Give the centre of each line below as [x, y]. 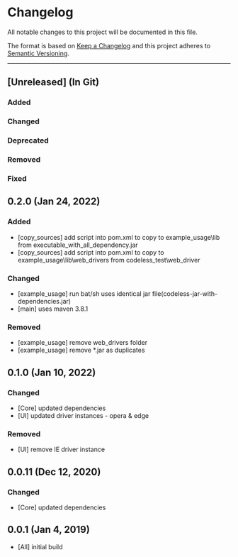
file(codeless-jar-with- [185, 293]
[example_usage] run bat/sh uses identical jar [84, 293]
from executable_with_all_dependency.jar [78, 245]
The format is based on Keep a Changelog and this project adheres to [109, 45]
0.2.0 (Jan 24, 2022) [54, 202]
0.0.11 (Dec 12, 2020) [54, 471]
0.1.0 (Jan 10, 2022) [52, 372]
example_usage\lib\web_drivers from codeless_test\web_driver [109, 260]
